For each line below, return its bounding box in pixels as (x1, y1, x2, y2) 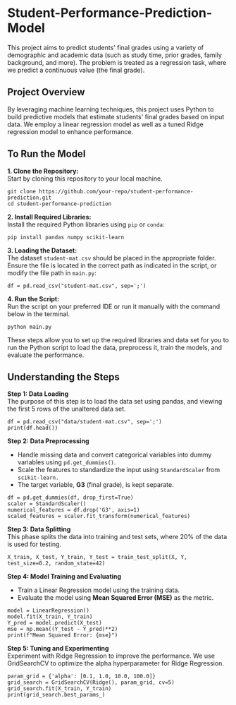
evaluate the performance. (7, 351, 85, 359)
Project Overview (7, 86, 85, 98)
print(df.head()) (7, 425, 58, 432)
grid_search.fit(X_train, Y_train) (7, 685, 112, 692)
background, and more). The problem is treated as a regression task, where (7, 58, 227, 66)
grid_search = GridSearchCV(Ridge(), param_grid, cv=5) (7, 679, 175, 686)
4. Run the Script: (7, 294, 60, 303)
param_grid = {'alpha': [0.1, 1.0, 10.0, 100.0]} (7, 673, 156, 680)
